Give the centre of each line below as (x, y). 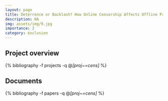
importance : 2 (20, 28)
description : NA (22, 19)
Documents (24, 81)
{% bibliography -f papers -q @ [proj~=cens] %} (55, 93)
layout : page (19, 10)
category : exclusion (27, 33)
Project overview (32, 53)
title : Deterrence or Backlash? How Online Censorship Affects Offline (81, 14)
